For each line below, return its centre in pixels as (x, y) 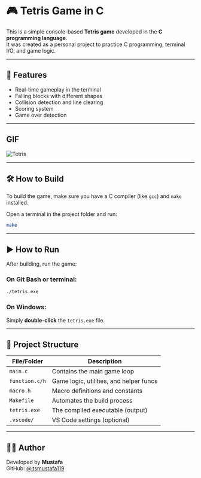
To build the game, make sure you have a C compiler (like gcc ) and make (94, 196)
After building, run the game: (42, 264)
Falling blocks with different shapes (59, 96)
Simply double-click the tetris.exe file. (55, 320)
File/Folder (28, 361)
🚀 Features (27, 75)
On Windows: (26, 307)
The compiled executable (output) (100, 410)
